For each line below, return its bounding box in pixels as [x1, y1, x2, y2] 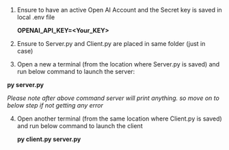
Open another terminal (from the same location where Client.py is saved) [16, 114, 222, 123]
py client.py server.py [16, 135, 81, 143]
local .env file [16, 13, 55, 21]
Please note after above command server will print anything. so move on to [7, 94, 220, 102]
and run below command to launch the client [16, 122, 143, 129]
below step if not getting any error [7, 101, 104, 109]
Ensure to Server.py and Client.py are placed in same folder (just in [16, 40, 206, 47]
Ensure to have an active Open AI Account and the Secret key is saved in [16, 6, 222, 14]
